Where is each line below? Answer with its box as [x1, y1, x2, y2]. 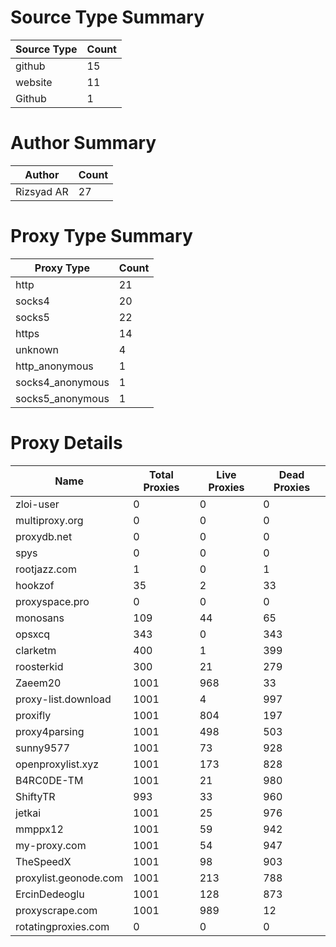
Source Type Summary [10, 6, 205, 29]
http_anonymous [15, 359, 94, 373]
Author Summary [10, 132, 157, 155]
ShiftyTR [15, 789, 56, 803]
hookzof [15, 578, 55, 592]
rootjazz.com [15, 562, 77, 576]
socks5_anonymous [15, 391, 110, 405]
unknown [15, 342, 59, 356]
